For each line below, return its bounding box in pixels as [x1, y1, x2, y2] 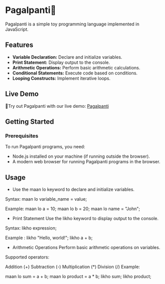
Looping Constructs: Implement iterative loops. [12, 75, 111, 81]
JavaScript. [5, 26, 29, 32]
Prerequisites [5, 132, 38, 139]
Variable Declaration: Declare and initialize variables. [12, 54, 123, 60]
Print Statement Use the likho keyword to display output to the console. [12, 216, 159, 222]
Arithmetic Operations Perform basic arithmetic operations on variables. [12, 245, 161, 251]
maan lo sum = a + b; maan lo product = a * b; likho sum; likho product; [5, 274, 152, 280]
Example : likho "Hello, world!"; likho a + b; [5, 235, 93, 241]
